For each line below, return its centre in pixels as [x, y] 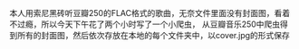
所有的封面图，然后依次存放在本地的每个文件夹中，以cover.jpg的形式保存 [153, 35]
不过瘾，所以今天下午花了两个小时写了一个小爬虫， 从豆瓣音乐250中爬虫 [145, 24]
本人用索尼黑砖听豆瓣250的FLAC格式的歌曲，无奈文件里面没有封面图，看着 [150, 13]
